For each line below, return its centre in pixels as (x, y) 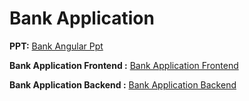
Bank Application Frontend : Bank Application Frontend (124, 65)
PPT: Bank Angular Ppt (56, 46)
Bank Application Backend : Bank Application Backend (123, 84)
